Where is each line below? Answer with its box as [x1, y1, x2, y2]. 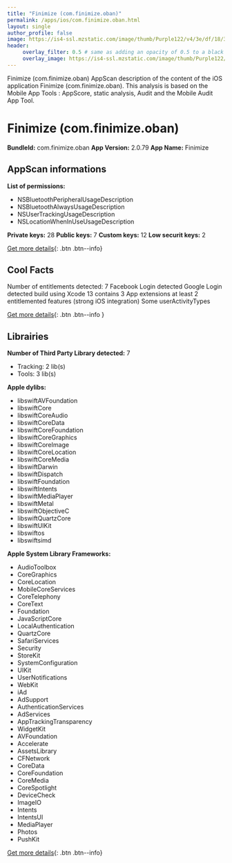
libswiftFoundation [17, 478, 70, 486]
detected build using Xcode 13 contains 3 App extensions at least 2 [7, 290, 199, 298]
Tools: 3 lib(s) [17, 370, 57, 378]
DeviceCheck [17, 791, 56, 799]
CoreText [17, 600, 43, 608]
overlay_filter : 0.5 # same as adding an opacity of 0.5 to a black [22, 49, 224, 56]
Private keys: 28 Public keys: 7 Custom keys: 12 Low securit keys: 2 [7, 230, 206, 239]
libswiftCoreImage [17, 441, 70, 449]
